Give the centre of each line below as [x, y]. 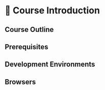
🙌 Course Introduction [52, 11]
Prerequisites [27, 47]
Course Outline [29, 30]
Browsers [20, 82]
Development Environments [50, 65]
